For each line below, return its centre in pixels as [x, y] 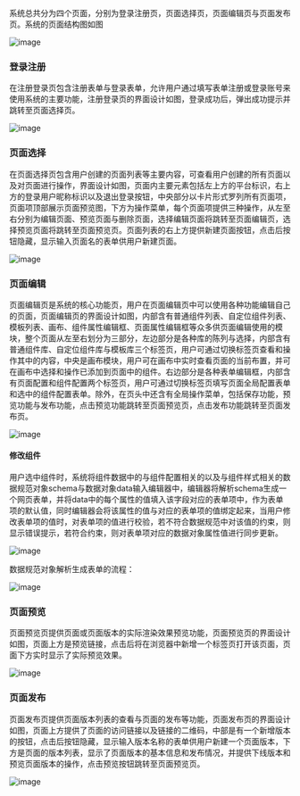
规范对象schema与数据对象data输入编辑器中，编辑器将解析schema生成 [148, 488]
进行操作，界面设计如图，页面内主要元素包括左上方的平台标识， [157, 185]
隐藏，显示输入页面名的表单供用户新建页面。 [99, 241]
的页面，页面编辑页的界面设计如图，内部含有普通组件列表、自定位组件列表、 [150, 316]
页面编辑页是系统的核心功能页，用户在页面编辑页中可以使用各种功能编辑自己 [150, 304]
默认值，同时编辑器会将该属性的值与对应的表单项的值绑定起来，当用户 [154, 510]
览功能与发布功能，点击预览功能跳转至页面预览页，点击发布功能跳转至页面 [146, 405]
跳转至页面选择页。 [45, 111]
